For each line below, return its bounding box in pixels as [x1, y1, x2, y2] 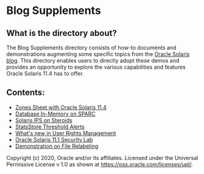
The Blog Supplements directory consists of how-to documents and [6, 44, 177, 51]
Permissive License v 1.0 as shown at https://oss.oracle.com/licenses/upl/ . [6, 161, 193, 168]
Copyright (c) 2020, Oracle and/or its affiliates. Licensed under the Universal [6, 154, 199, 161]
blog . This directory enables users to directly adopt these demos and [6, 57, 180, 64]
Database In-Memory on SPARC [15, 110, 96, 117]
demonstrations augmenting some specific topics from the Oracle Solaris [6, 50, 190, 58]
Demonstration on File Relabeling [15, 142, 99, 150]
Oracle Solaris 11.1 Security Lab [15, 136, 93, 143]
